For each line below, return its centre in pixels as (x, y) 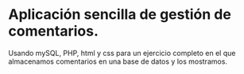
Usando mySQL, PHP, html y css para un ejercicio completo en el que (122, 53)
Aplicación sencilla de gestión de (120, 15)
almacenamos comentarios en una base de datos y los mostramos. (118, 61)
